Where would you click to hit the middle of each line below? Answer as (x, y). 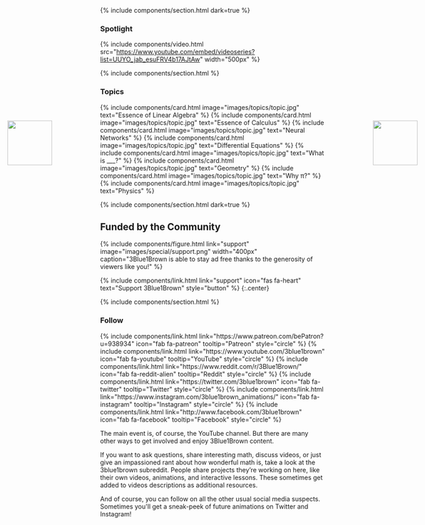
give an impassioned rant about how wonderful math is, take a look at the (208, 462)
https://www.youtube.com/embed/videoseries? (186, 52)
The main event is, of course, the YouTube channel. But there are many (204, 433)
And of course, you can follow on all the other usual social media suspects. (210, 499)
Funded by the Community (160, 226)
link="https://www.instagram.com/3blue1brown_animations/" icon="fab (205, 397)
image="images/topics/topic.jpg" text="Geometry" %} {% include (197, 168)
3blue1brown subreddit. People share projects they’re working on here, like (210, 469)
